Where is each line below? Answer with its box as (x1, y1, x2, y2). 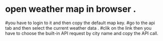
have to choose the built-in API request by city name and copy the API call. (5, 30, 159, 36)
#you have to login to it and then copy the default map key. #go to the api (5, 20, 155, 26)
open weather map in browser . (5, 3, 137, 15)
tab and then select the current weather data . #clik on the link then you (5, 25, 152, 31)
